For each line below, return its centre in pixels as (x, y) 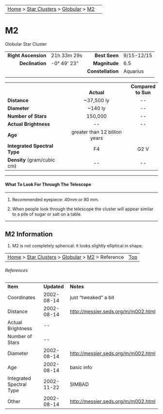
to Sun (143, 92)
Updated (54, 287)
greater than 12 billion (97, 132)
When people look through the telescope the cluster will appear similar (83, 209)
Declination (33, 63)
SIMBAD (79, 384)
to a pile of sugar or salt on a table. (47, 214)
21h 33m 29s (66, 55)
